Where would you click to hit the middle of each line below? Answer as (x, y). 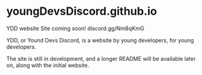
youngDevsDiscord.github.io (82, 11)
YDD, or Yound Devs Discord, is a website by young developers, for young (100, 40)
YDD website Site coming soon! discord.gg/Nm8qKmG (75, 28)
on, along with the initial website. (48, 65)
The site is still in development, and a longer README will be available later (101, 58)
